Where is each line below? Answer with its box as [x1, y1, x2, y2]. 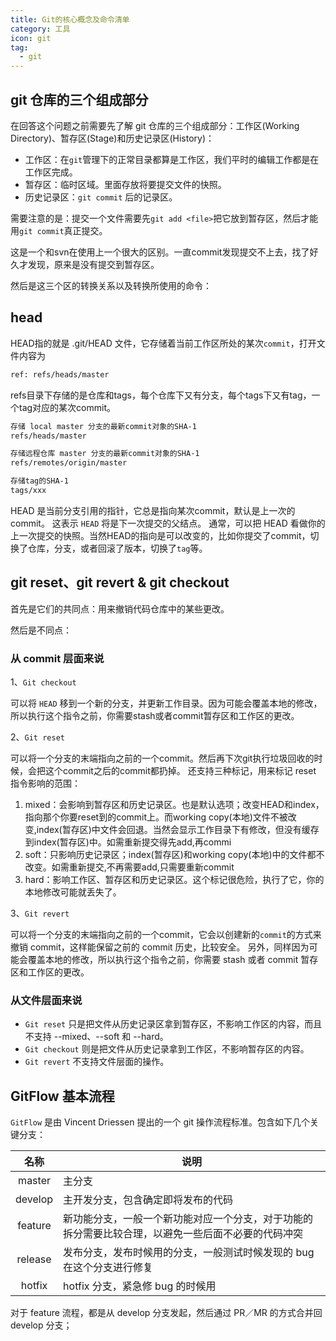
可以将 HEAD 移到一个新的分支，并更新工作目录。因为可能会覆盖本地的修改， [10, 697, 323, 709]
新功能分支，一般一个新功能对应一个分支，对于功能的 [63, 1212, 314, 1226]
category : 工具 [10, 24, 71, 34]
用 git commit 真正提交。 [10, 224, 108, 236]
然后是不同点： [10, 624, 72, 636]
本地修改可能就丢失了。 [24, 886, 122, 898]
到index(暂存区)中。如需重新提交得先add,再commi [24, 836, 232, 848]
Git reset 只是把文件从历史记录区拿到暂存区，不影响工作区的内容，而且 [24, 1018, 323, 1030]
